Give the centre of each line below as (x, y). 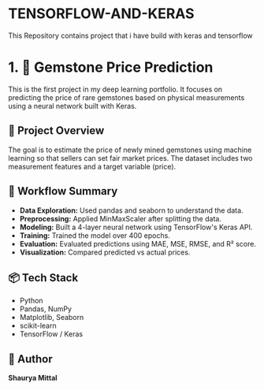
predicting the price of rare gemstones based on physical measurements (126, 97)
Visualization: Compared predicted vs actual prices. (105, 252)
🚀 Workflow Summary (63, 191)
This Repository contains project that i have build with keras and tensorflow (131, 35)
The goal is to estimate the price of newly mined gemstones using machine (130, 150)
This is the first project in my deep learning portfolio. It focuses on (115, 89)
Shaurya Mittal (33, 378)
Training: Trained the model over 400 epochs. (95, 235)
